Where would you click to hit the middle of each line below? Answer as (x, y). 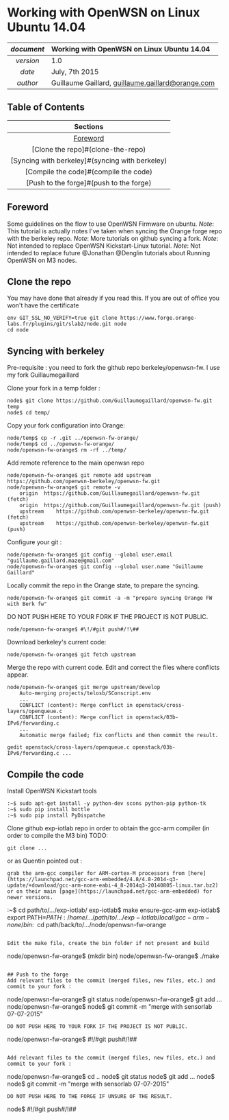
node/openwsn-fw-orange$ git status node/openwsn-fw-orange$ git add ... (114, 999)
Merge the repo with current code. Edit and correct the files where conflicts (113, 668)
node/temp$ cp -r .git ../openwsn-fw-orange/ (73, 438)
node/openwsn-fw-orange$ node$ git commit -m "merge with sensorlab (110, 1006)
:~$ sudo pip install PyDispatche (56, 815)
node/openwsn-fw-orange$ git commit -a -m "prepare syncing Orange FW (110, 598)
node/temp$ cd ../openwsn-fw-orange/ (61, 444)
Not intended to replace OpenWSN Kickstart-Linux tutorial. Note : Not (104, 246)
